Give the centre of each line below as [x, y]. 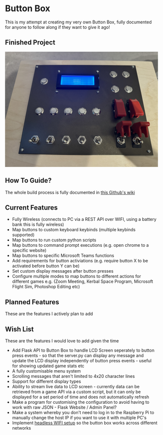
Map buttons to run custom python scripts [54, 240]
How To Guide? [28, 181]
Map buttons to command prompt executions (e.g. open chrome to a [80, 245]
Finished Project [30, 43]
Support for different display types [47, 381]
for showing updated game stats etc [48, 366]
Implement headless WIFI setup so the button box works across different [85, 423]
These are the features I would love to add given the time [62, 341]
